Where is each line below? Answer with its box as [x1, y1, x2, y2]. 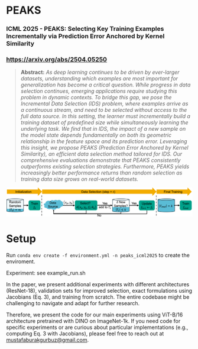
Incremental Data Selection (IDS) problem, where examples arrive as [20, 100, 189, 107]
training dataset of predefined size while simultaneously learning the [20, 119, 189, 126]
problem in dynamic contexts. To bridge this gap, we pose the [20, 94, 172, 101]
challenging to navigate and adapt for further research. [6, 299, 140, 306]
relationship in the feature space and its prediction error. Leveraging [20, 138, 187, 145]
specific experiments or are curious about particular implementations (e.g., [6, 324, 189, 331]
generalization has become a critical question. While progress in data [20, 81, 191, 89]
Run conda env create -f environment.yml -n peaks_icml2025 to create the [6, 251, 190, 258]
